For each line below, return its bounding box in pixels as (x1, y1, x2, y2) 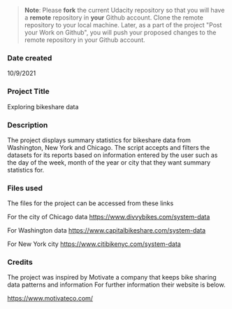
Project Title (7, 87, 50, 97)
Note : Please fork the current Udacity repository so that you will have (24, 6, 225, 14)
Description (7, 120, 48, 130)
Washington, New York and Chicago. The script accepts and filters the (7, 143, 210, 151)
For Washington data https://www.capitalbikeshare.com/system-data (7, 226, 206, 235)
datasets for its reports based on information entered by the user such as (7, 151, 218, 159)
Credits (7, 257, 33, 267)
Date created (7, 53, 52, 62)
